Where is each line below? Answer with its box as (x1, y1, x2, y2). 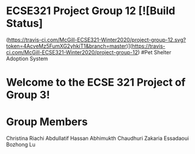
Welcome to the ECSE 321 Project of (6, 76, 186, 89)
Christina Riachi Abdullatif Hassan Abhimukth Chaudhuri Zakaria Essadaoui (6, 135, 189, 142)
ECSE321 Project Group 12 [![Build (6, 4, 175, 18)
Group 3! (6, 89, 50, 101)
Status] (6, 17, 43, 30)
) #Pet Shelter (138, 48, 171, 55)
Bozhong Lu (6, 141, 35, 148)
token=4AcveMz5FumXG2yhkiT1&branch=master (6, 42, 127, 50)
